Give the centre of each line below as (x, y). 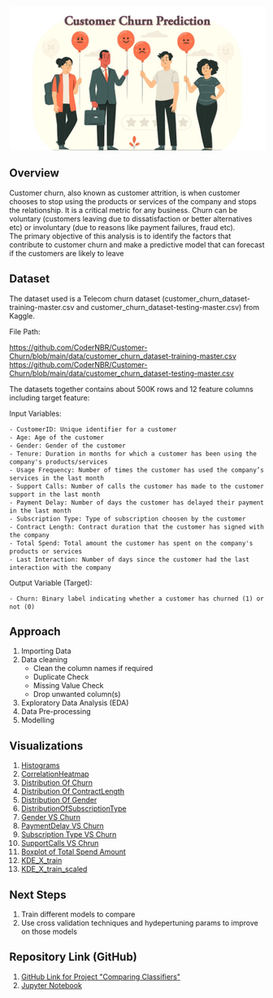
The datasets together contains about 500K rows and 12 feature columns (132, 389)
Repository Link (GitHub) (73, 957)
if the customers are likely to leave (67, 253)
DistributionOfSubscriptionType (74, 808)
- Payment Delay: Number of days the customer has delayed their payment (137, 503)
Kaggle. (22, 316)
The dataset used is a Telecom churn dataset (85, 299)
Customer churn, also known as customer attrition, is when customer (125, 193)
